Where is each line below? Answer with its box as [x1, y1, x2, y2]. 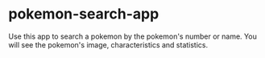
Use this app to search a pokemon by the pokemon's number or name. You [8, 31, 258, 41]
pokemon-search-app [8, 5, 159, 23]
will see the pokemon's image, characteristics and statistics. [8, 39, 209, 49]
